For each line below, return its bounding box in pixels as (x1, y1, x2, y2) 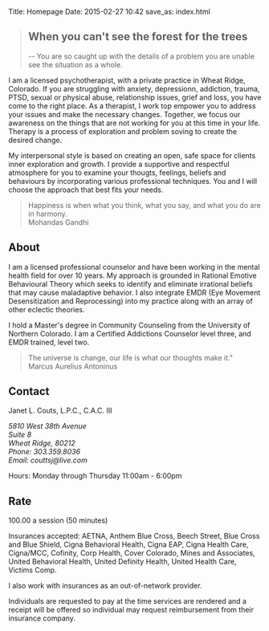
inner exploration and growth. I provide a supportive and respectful (8, 159, 230, 169)
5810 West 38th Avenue (8, 421, 87, 431)
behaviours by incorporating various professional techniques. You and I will (8, 176, 258, 185)
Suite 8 (8, 429, 32, 440)
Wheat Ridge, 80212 (8, 438, 76, 448)
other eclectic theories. (8, 304, 86, 314)
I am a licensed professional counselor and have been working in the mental (8, 262, 260, 271)
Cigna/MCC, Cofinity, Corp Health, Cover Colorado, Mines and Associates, (8, 548, 255, 558)
